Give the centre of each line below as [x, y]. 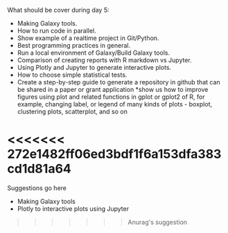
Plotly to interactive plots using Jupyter [73, 208]
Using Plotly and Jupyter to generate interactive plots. [94, 67]
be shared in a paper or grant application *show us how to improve [113, 90]
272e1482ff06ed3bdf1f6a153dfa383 [114, 154]
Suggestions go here [37, 188]
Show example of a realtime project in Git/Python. [88, 38]
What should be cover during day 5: [58, 10]
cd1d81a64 [39, 169]
